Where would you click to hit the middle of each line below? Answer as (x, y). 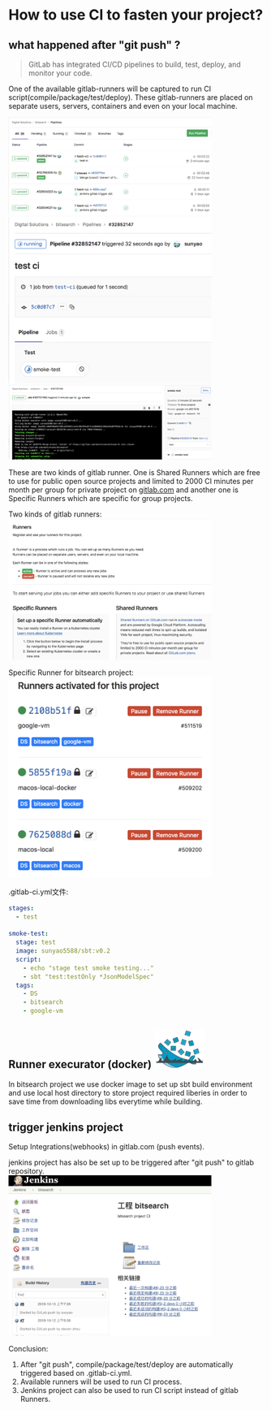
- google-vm (43, 1011)
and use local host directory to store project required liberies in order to (128, 1093)
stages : (22, 908)
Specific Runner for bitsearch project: (71, 673)
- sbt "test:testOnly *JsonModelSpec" (88, 976)
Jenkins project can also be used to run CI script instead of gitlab (129, 1390)
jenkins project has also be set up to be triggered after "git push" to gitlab (131, 1162)
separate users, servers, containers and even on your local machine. (123, 106)
